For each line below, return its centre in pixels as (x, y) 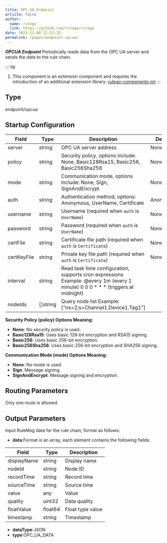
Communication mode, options (97, 176)
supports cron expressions (92, 274)
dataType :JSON (29, 530)
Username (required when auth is (100, 211)
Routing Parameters (37, 391)
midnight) (72, 293)
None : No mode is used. (37, 365)
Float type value (84, 510)
